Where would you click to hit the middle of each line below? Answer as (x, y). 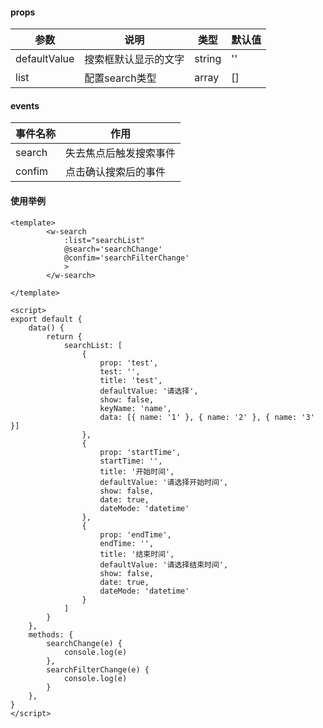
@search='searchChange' (113, 249)
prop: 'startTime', (140, 452)
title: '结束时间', (137, 554)
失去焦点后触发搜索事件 (121, 153)
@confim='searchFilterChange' (126, 258)
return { (64, 336)
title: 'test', (131, 380)
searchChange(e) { (84, 643)
